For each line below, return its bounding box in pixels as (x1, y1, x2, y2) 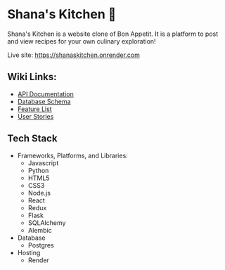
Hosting (17, 248, 41, 257)
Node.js (27, 188, 51, 197)
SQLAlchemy (27, 218, 66, 227)
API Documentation (17, 89, 74, 98)
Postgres (27, 240, 54, 249)
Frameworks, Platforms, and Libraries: (17, 151, 128, 160)
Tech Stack (7, 133, 58, 145)
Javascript (27, 158, 59, 167)
